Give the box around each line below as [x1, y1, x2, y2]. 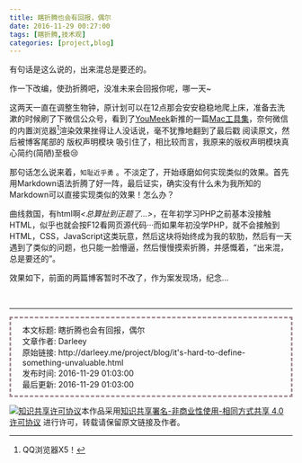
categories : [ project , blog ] [9, 38, 115, 48]
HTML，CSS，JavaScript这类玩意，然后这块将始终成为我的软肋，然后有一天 [9, 230, 292, 241]
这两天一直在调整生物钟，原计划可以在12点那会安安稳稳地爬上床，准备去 [9, 102, 278, 113]
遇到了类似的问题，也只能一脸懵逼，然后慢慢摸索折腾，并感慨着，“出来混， [9, 242, 289, 253]
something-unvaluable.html [22, 357, 124, 368]
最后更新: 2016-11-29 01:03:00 [22, 378, 135, 389]
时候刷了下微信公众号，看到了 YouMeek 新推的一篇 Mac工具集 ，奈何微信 [24, 113, 289, 124]
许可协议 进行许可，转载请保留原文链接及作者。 [9, 416, 185, 427]
